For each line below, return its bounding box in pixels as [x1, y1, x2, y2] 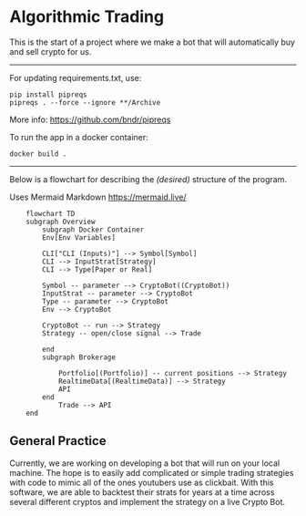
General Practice [9, 433, 107, 449]
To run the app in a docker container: [9, 131, 148, 142]
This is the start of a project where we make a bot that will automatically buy [9, 36, 296, 47]
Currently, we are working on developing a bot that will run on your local [9, 458, 280, 469]
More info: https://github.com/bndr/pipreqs [9, 114, 171, 125]
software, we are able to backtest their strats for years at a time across [9, 486, 275, 498]
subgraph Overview [25, 217, 96, 226]
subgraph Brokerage [42, 353, 117, 362]
